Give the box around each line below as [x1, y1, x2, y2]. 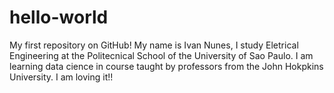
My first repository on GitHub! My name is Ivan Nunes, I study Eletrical [9, 39, 299, 51]
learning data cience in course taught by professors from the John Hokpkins [9, 60, 324, 72]
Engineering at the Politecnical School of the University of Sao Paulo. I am [9, 49, 314, 61]
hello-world [9, 6, 109, 29]
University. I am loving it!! [9, 71, 114, 83]
